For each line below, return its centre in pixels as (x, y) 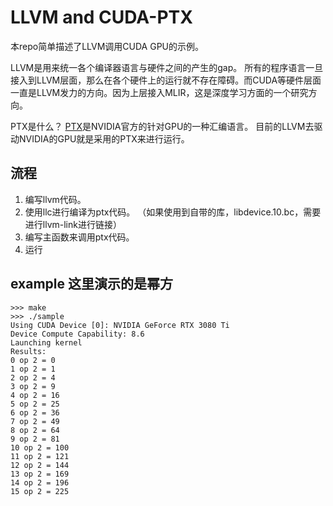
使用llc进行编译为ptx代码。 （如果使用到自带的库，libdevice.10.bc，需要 (173, 212)
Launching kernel (46, 342)
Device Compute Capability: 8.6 (77, 334)
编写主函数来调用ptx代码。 (79, 237)
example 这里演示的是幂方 (91, 284)
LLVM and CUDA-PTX (101, 17)
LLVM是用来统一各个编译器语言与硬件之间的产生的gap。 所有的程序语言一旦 (167, 67)
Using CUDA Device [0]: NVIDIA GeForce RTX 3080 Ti (120, 325)
